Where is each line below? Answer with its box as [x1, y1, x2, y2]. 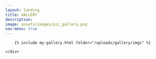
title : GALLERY [5, 12, 38, 17]
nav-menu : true [5, 26, 38, 32]
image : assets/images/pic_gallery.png [5, 21, 87, 27]
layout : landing [5, 7, 40, 13]
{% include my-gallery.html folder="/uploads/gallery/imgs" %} [14, 40, 151, 46]
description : [5, 17, 33, 22]
